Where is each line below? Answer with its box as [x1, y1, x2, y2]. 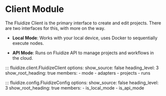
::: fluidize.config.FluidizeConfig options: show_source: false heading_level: [5, 80, 159, 86]
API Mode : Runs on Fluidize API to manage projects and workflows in [12, 50, 154, 56]
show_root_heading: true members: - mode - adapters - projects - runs [5, 70, 151, 76]
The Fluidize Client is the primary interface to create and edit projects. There [5, 20, 162, 26]
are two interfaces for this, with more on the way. [5, 25, 106, 31]
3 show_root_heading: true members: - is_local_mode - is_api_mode [5, 85, 145, 91]
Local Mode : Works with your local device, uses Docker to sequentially [12, 35, 158, 41]
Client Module [5, 3, 64, 15]
